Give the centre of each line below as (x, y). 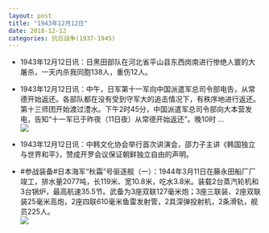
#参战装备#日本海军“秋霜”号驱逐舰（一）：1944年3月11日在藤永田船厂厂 (138, 172)
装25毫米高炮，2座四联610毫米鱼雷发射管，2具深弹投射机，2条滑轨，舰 (139, 202)
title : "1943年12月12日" (48, 23)
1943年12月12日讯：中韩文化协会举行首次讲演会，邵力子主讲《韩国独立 (138, 145)
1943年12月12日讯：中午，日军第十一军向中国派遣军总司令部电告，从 (134, 89)
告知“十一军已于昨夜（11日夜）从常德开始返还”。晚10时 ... (129, 119)
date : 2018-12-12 (37, 31)
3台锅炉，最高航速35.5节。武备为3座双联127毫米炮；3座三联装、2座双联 (141, 192)
